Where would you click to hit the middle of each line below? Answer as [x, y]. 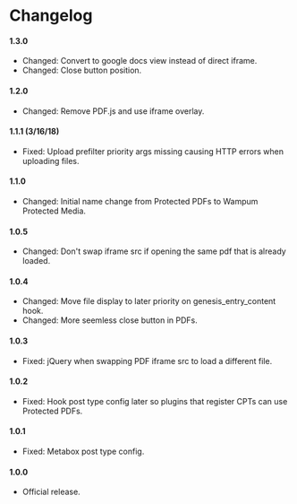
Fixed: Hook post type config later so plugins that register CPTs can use [155, 401]
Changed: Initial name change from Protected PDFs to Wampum [140, 201]
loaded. [36, 261]
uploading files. [51, 161]
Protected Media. [54, 211]
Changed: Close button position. [82, 70]
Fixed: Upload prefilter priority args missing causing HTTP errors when [153, 151]
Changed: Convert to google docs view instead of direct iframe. [140, 61]
